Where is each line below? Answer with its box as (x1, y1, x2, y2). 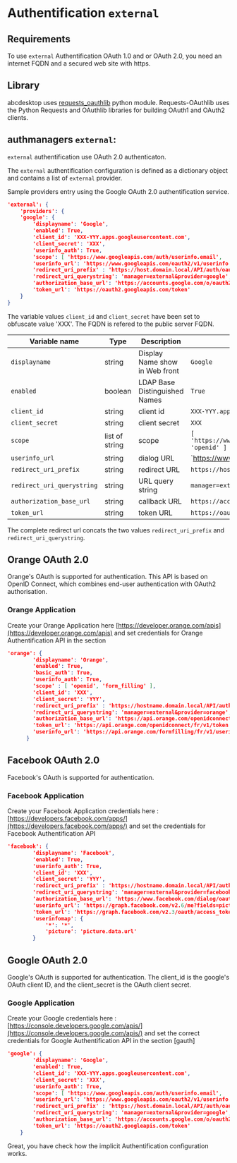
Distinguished (138, 386, 184, 396)
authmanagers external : (7, 134, 116, 146)
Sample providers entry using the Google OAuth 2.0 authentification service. (7, 187, 229, 195)
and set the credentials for (129, 822, 206, 830)
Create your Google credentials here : (7, 1014, 117, 1023)
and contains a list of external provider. (7, 173, 123, 182)
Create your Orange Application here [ (7, 621, 119, 629)
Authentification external (7, 5, 159, 21)
